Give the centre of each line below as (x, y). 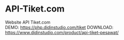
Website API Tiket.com (28, 22)
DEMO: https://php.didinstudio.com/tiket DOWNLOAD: (59, 27)
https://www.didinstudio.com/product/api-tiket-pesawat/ (62, 32)
